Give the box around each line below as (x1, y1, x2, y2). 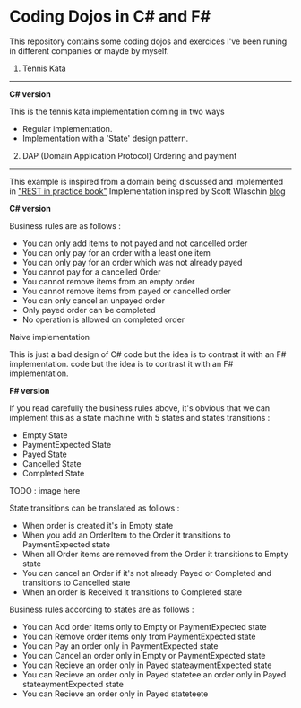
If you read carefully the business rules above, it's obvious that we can (9, 402, 271, 414)
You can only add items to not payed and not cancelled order (21, 238, 248, 249)
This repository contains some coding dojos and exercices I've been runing (9, 36, 288, 47)
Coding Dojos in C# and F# (9, 6, 211, 27)
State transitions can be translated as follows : (9, 503, 180, 513)
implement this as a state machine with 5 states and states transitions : (9, 412, 271, 423)
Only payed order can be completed (21, 304, 156, 315)
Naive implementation (9, 331, 90, 342)
